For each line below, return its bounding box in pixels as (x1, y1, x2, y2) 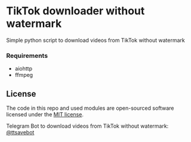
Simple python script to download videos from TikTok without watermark (6, 36, 185, 44)
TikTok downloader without (6, 4, 145, 18)
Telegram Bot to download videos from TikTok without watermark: (6, 122, 169, 129)
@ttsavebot (6, 129, 35, 136)
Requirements (6, 51, 48, 60)
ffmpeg (14, 72, 33, 79)
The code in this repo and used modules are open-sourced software (6, 104, 174, 112)
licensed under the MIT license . (6, 111, 84, 118)
